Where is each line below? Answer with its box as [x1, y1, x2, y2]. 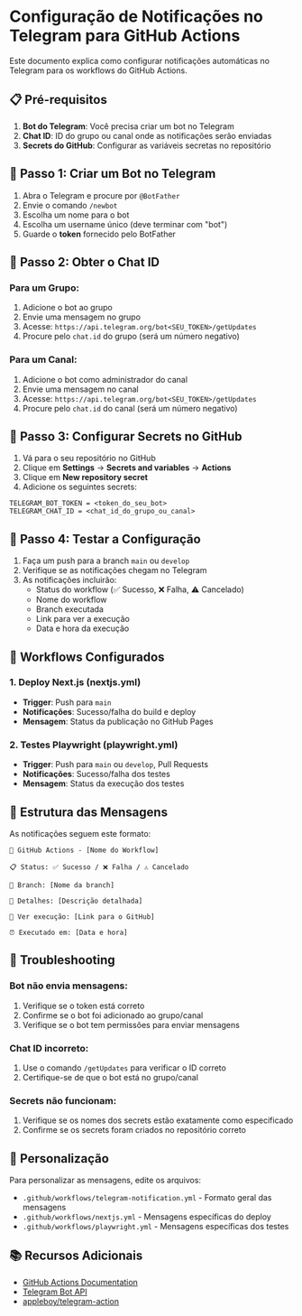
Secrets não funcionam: [9, 1094, 117, 1107]
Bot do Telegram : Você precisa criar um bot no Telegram [22, 120, 234, 132]
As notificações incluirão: [22, 575, 117, 586]
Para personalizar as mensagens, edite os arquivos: [9, 1175, 201, 1186]
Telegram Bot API [22, 1286, 87, 1297]
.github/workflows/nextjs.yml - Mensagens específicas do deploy [22, 1211, 272, 1222]
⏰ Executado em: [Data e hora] [9, 928, 128, 937]
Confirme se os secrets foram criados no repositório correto [22, 1125, 246, 1135]
